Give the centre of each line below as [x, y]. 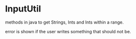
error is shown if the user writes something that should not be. [68, 31]
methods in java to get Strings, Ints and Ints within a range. [64, 22]
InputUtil [23, 9]
